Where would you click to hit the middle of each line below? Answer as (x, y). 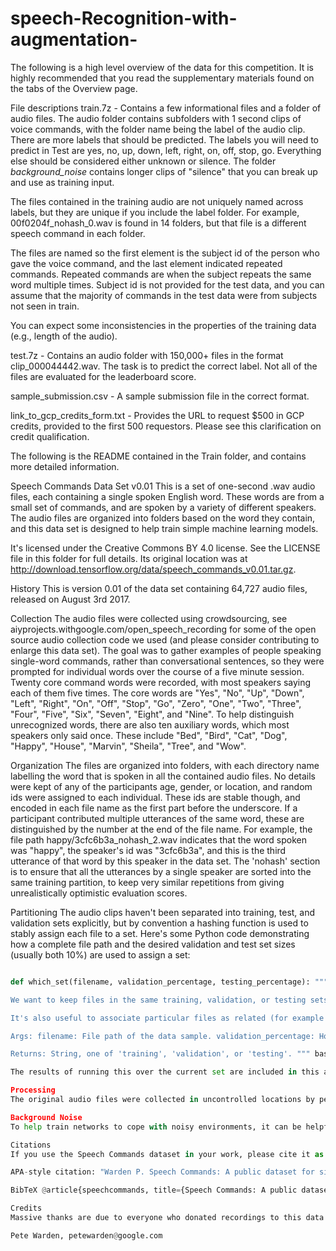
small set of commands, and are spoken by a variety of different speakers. (163, 507)
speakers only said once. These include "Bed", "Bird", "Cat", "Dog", (149, 735)
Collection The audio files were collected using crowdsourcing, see (149, 618)
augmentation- (74, 39)
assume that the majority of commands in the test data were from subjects (164, 295)
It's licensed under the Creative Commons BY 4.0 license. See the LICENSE (165, 548)
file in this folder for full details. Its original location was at (129, 558)
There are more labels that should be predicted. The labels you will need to (164, 139)
